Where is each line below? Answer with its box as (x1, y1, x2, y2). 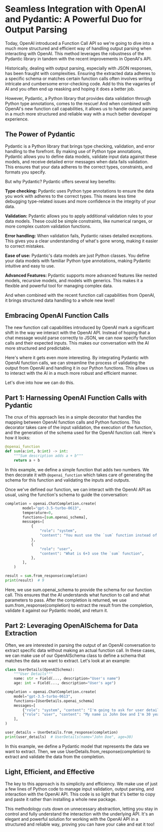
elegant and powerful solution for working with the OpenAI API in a (5, 816, 138, 822)
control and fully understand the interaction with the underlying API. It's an (5, 811, 154, 817)
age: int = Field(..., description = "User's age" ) (14, 681, 116, 686)
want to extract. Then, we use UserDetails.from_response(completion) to (5, 748, 151, 754)
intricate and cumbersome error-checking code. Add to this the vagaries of (5, 80, 155, 86)
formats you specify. (5, 169, 46, 175)
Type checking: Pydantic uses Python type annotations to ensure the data (5, 188, 154, 193)
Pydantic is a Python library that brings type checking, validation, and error (5, 143, 155, 149)
